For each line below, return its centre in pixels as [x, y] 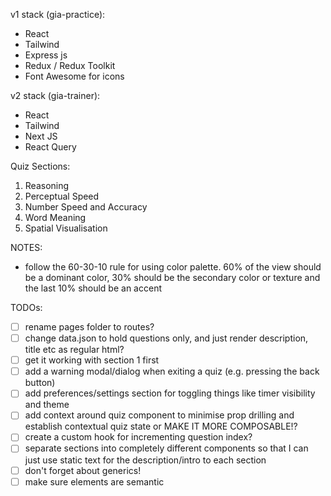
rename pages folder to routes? [89, 327]
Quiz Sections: [40, 166]
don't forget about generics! [83, 470]
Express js [46, 55]
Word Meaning [55, 217]
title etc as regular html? [74, 350]
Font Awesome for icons [74, 76]
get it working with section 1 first [92, 360]
